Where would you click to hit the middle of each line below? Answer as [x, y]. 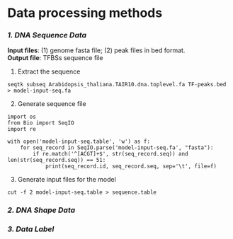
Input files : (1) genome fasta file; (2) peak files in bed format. [96, 50]
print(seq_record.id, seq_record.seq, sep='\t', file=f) [131, 167]
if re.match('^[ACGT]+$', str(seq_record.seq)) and [111, 154]
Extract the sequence [49, 71]
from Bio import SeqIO [41, 123]
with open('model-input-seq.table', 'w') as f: [79, 142]
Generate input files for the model [67, 180]
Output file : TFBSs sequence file [56, 58]
